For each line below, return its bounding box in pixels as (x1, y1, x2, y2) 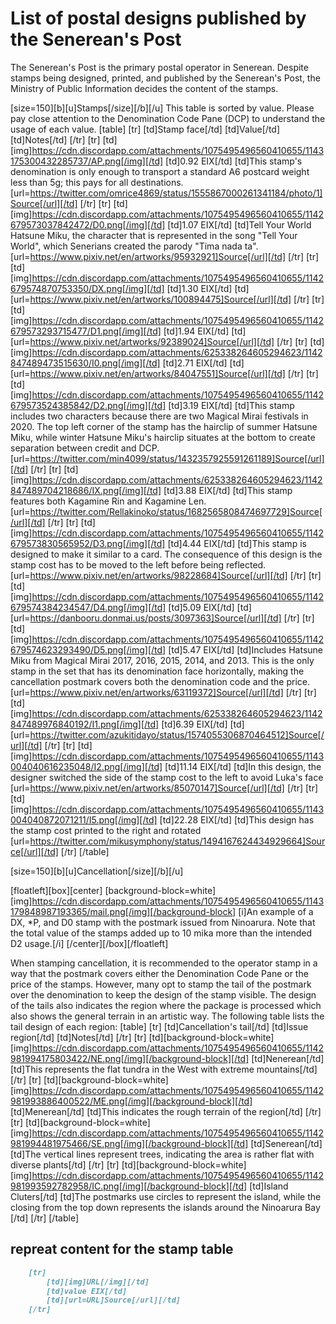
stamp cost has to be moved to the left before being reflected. (10, 558, 267, 571)
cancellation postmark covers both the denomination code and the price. (10, 675, 311, 687)
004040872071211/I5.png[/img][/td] (10, 813, 158, 826)
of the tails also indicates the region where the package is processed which (10, 999, 322, 1011)
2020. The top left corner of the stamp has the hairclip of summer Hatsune (10, 420, 318, 432)
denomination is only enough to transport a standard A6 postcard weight (10, 165, 310, 177)
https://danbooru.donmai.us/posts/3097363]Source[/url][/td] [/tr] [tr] (29, 612, 315, 624)
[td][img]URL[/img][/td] (46, 1277, 150, 1287)
